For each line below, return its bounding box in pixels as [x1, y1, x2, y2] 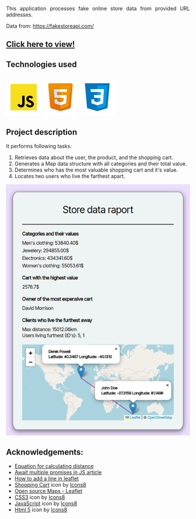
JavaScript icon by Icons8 [14, 500, 78, 507]
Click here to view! [6, 39, 75, 49]
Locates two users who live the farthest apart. [14, 172, 125, 179]
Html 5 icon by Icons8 [14, 506, 68, 513]
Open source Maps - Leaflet [14, 487, 83, 494]
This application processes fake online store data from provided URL [6, 5, 190, 12]
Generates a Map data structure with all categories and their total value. [14, 160, 187, 167]
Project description [6, 127, 78, 137]
